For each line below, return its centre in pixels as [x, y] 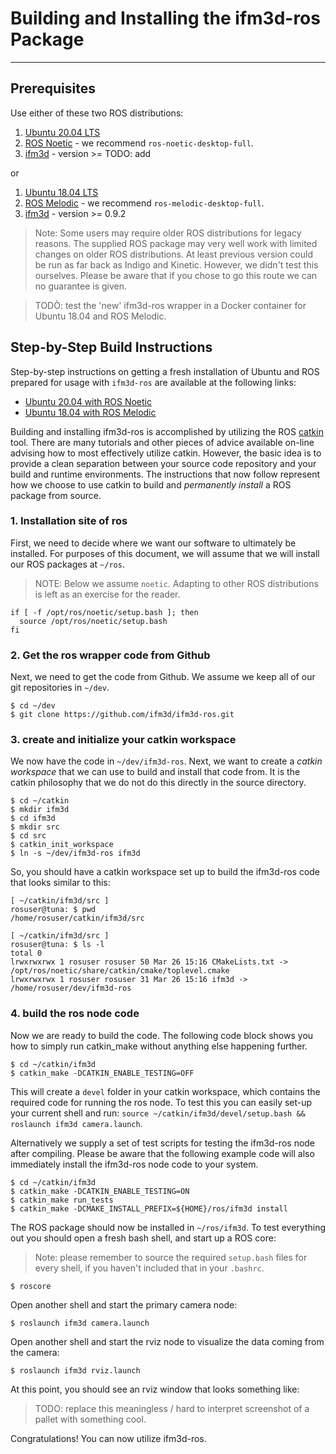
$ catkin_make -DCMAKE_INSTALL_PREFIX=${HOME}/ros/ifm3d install [149, 1208]
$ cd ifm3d [33, 818]
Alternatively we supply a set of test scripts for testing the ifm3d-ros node [163, 1143]
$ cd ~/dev [33, 706]
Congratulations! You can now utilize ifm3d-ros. [108, 1438]
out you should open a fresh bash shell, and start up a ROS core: [143, 1238]
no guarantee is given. [80, 286]
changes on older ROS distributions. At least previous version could [173, 254]
